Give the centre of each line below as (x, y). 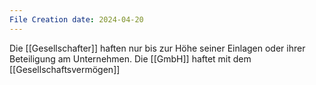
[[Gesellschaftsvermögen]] (65, 69)
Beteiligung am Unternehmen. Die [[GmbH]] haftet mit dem (130, 58)
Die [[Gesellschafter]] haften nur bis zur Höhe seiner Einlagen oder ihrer (157, 48)
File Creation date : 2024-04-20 (76, 19)
